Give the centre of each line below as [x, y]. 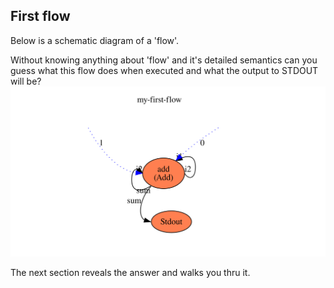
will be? [26, 81]
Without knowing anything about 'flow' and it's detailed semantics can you [164, 60]
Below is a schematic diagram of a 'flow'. [95, 40]
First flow [40, 16]
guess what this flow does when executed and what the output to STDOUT [164, 70]
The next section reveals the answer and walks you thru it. [130, 272]
